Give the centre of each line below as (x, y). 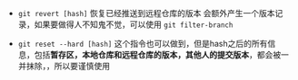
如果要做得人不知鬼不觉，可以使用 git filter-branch (134, 24)
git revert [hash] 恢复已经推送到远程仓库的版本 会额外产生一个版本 (146, 13)
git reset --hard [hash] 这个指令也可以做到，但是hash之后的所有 (143, 44)
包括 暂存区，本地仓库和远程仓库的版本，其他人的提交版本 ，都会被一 (161, 55)
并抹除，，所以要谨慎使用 (64, 66)
